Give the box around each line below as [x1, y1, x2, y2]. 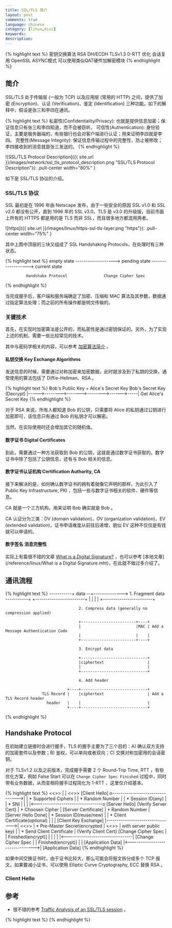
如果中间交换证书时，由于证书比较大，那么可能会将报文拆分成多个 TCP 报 [5, 855, 160, 861]
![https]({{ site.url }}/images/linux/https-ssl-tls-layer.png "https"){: [5, 225, 145, 231]
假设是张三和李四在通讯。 [18, 106, 73, 113]
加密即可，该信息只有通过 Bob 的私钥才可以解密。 [5, 413, 111, 420]
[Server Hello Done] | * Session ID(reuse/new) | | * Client [5, 812, 126, 818]
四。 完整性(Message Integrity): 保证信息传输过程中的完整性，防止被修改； [5, 137, 163, 143]
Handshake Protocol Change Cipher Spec [26, 273, 145, 278]
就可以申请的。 [5, 528, 37, 535]
